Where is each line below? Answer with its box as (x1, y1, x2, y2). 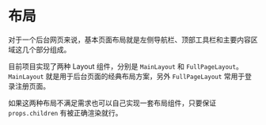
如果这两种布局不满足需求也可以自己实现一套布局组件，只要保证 (8, 98, 216, 108)
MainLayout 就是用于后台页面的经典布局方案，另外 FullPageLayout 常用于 (8, 71, 245, 81)
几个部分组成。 (21, 44, 71, 54)
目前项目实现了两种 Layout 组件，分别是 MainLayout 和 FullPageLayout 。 (8, 61, 243, 71)
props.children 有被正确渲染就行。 (8, 108, 123, 117)
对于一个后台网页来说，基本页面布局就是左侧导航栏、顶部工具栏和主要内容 (8, 35, 251, 44)
